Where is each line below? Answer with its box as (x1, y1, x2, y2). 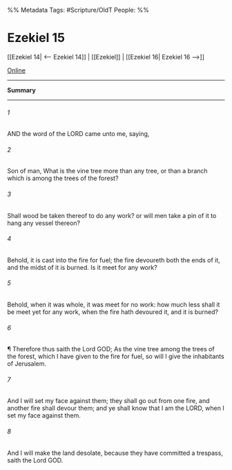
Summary (7, 86, 36, 94)
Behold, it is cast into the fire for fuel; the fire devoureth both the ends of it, (7, 255, 221, 264)
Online (7, 66, 26, 75)
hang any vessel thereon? (7, 219, 81, 227)
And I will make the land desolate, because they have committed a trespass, (7, 449, 223, 457)
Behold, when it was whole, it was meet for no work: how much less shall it (7, 300, 220, 309)
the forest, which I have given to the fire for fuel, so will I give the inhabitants (7, 352, 224, 361)
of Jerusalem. (7, 360, 47, 368)
